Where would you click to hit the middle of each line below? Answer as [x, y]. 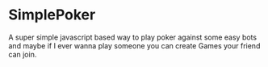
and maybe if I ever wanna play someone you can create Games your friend [134, 45]
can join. [23, 54]
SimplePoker [52, 15]
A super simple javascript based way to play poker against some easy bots [132, 37]
